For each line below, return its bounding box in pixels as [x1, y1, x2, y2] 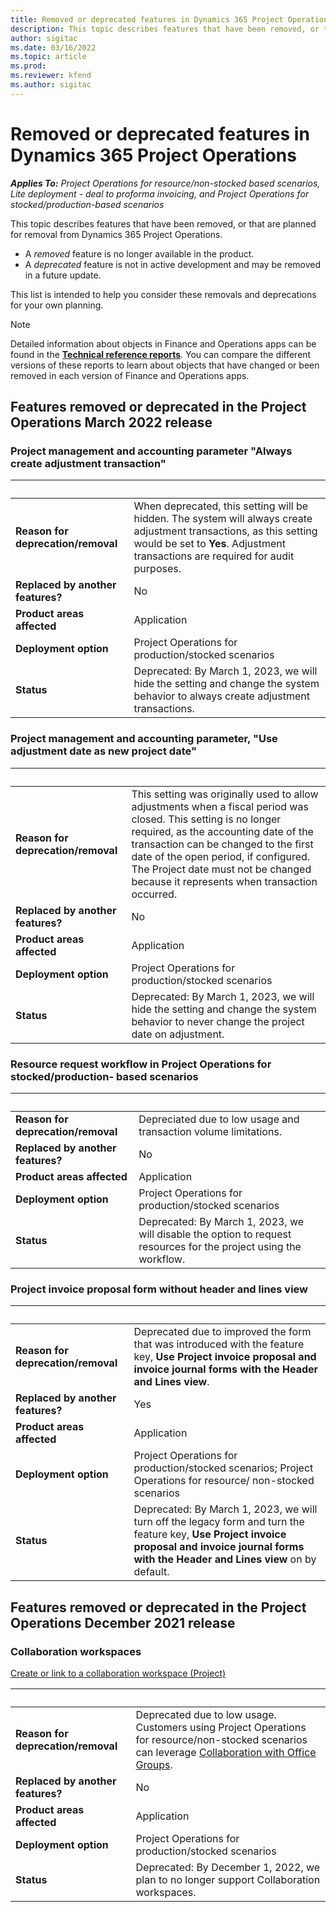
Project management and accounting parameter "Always [10, 444, 293, 458]
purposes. [133, 562, 182, 576]
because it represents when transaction [131, 874, 318, 888]
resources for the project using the [138, 1239, 302, 1253]
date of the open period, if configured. [131, 849, 311, 863]
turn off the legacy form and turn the [133, 1515, 305, 1529]
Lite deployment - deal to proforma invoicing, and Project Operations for [10, 187, 310, 200]
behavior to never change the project [131, 1014, 305, 1028]
